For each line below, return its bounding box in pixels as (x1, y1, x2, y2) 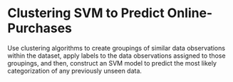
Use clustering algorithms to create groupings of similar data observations (7, 43, 226, 52)
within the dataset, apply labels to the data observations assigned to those (7, 51, 226, 60)
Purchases (7, 20, 73, 36)
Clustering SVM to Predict (7, 5, 165, 21)
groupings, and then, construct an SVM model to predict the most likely (7, 58, 217, 67)
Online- (167, 5, 213, 21)
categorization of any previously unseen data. (7, 66, 143, 75)
